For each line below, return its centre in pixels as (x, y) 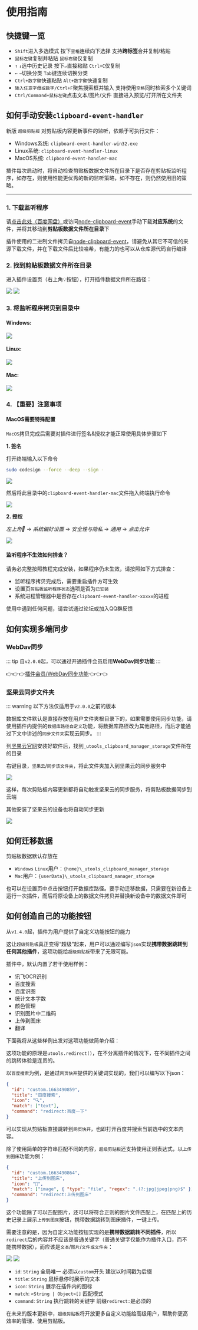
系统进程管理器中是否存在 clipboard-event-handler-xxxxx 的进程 (92, 596)
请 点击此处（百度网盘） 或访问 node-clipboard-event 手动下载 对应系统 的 (92, 222)
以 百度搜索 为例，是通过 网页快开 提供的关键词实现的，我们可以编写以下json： (96, 1072)
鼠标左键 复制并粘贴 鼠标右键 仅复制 (54, 58)
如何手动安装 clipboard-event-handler (75, 115)
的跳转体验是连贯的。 (32, 1060)
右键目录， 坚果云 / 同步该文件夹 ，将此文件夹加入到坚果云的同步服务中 (86, 766)
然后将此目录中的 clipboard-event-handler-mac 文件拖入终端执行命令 (88, 493)
